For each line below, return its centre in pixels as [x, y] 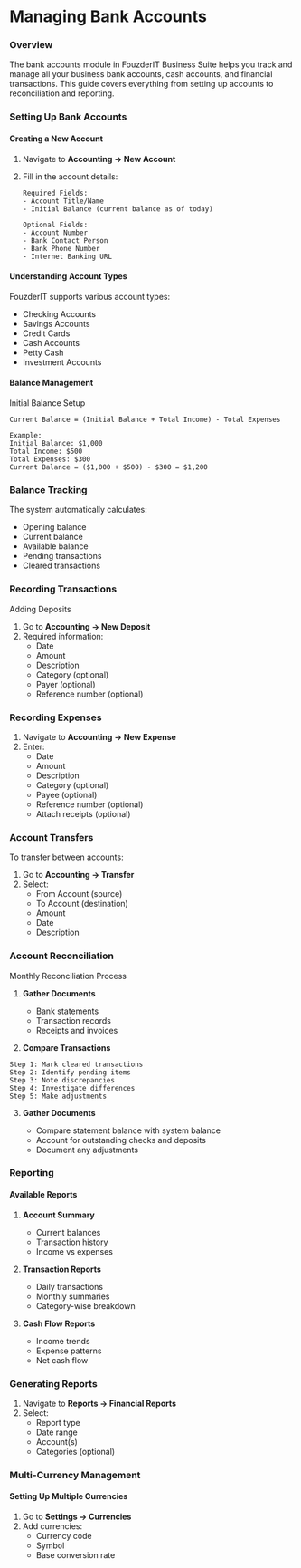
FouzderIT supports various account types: [89, 296]
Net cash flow [62, 1360]
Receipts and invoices [77, 1030]
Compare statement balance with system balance [128, 1130]
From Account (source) [79, 894]
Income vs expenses [75, 1251]
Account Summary [58, 1215]
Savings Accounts [56, 323]
